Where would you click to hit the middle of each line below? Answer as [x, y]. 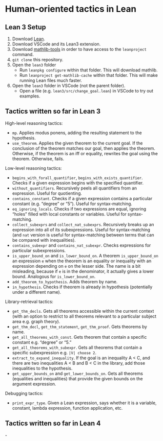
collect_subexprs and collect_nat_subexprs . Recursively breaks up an [83, 224]
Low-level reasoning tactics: [33, 168]
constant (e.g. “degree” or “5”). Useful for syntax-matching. [72, 204]
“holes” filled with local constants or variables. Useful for [69, 214]
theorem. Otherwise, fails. [38, 159]
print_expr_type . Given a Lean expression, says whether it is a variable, [84, 403]
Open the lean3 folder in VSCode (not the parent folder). [69, 86]
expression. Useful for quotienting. [47, 193]
